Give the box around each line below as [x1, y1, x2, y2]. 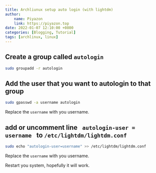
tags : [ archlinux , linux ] [5, 35, 58, 40]
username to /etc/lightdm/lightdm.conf [5, 131, 127, 139]
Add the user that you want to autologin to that [5, 79, 151, 87]
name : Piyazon [14, 16, 43, 21]
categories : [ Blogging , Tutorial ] [5, 30, 76, 35]
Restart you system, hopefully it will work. [5, 162, 90, 168]
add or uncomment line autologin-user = [5, 123, 135, 132]
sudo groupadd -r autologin [5, 66, 63, 71]
